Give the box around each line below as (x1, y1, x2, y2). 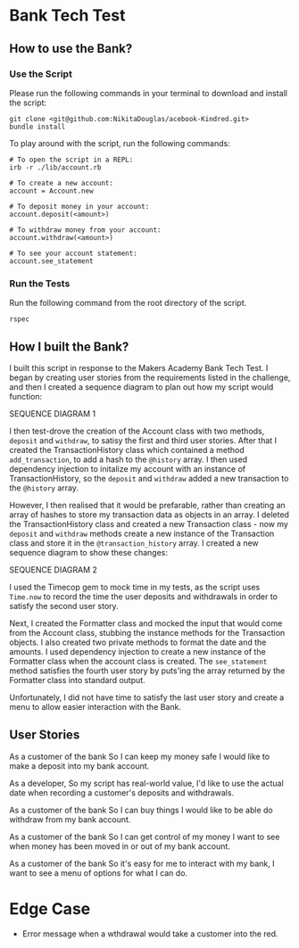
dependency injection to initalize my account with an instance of (9, 463, 246, 474)
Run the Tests (9, 277, 71, 290)
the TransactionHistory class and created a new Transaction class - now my (9, 518, 288, 529)
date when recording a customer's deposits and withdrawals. (9, 787, 235, 798)
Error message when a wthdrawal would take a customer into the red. (21, 928, 278, 939)
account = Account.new (9, 186, 94, 195)
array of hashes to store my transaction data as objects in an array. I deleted (9, 509, 290, 520)
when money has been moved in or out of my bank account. (9, 840, 230, 852)
